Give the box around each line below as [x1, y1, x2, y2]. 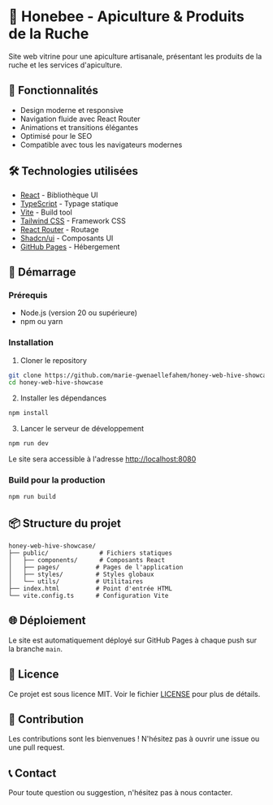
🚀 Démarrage [8, 265, 76, 279]
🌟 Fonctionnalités [8, 84, 99, 97]
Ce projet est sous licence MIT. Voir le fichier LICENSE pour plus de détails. [8, 689, 261, 699]
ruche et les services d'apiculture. [8, 60, 123, 70]
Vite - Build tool [19, 207, 73, 217]
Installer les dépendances [19, 393, 107, 403]
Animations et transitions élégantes [19, 122, 139, 132]
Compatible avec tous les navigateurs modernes [19, 140, 183, 149]
